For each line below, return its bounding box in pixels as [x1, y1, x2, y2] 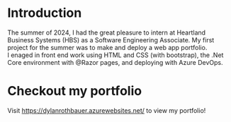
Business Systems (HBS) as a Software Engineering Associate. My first [7, 35, 215, 44]
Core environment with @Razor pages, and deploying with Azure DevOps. [7, 58, 223, 66]
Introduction [7, 5, 82, 21]
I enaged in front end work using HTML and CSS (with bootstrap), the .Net [7, 51, 224, 59]
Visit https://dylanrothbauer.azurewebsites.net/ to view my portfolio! [7, 106, 206, 114]
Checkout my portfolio [7, 83, 142, 99]
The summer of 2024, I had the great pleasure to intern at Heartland [7, 28, 206, 37]
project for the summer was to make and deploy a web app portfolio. [7, 43, 208, 51]
